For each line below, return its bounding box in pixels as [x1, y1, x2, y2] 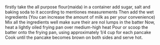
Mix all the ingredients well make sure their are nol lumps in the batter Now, [5, 19, 155, 25]
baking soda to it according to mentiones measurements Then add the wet [5, 9, 154, 15]
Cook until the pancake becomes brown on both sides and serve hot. [5, 34, 143, 40]
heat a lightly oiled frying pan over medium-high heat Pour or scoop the [5, 24, 148, 30]
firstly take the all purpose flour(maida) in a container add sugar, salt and [5, 4, 151, 10]
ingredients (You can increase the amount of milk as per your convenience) [5, 14, 156, 20]
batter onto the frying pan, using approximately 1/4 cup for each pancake [5, 30, 151, 35]
